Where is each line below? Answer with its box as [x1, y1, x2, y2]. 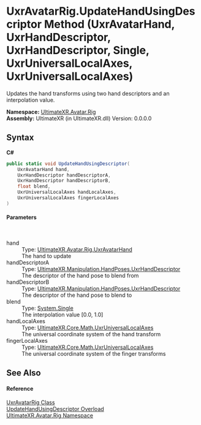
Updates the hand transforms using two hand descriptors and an [6, 90, 170, 97]
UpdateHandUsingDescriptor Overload [6, 405, 104, 412]
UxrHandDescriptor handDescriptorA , [17, 172, 112, 178]
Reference [6, 385, 34, 392]
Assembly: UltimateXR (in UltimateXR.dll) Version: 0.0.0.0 [6, 115, 152, 122]
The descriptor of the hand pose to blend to [21, 291, 132, 299]
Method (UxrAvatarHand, [44, 17, 175, 31]
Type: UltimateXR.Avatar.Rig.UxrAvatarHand [21, 245, 133, 253]
